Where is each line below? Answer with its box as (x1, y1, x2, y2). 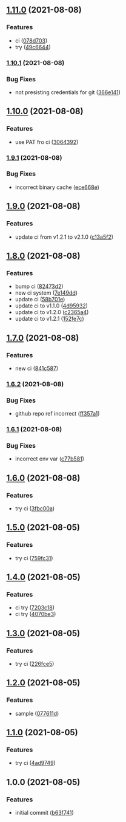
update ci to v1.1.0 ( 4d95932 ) (15, 302, 88, 309)
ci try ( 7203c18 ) (15, 604, 55, 611)
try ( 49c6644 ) (15, 43, 51, 50)
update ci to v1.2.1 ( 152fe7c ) (15, 315, 85, 323)
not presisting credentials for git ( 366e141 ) (15, 88, 121, 96)
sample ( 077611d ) (15, 710, 59, 717)
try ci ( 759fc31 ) (15, 554, 53, 561)
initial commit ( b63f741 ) (15, 809, 74, 817)
